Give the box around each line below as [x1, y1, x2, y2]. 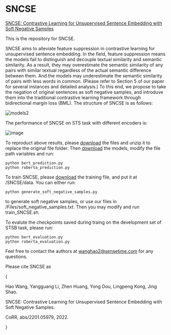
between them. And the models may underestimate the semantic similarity [5, 72, 163, 78]
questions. [5, 253, 28, 260]
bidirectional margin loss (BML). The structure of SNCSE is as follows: [5, 100, 153, 106]
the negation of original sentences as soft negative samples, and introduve [5, 89, 163, 95]
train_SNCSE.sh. [5, 209, 40, 215]
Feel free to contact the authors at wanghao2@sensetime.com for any [5, 248, 154, 254]
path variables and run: [5, 150, 54, 156]
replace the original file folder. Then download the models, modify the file [5, 145, 161, 151]
